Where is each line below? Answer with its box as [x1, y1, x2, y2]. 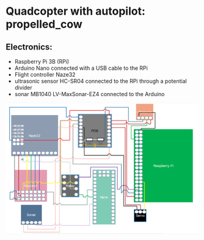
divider [14, 84, 33, 91]
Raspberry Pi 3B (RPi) [14, 58, 70, 65]
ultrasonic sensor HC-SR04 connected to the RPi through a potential [14, 78, 187, 84]
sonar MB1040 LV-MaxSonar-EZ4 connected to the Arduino [14, 91, 165, 97]
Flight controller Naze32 [14, 71, 76, 78]
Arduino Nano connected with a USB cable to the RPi [14, 64, 148, 72]
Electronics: [5, 42, 53, 52]
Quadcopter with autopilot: [5, 4, 146, 18]
